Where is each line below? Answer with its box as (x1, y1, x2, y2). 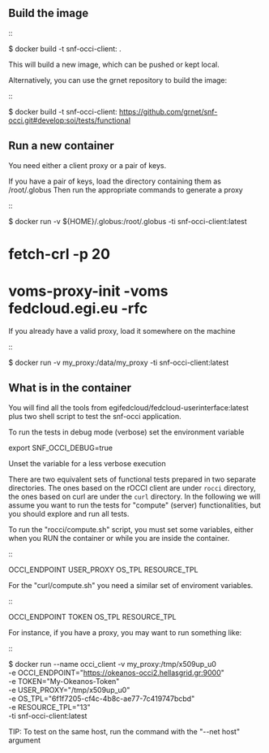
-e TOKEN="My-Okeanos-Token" (8, 676, 120, 686)
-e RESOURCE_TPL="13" (8, 702, 91, 712)
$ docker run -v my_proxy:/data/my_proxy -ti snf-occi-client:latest (8, 357, 229, 367)
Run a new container (8, 139, 115, 153)
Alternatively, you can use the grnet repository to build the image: (8, 75, 228, 84)
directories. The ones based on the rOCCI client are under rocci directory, (8, 483, 256, 492)
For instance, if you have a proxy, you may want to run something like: (8, 627, 242, 637)
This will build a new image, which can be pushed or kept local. (8, 59, 220, 69)
